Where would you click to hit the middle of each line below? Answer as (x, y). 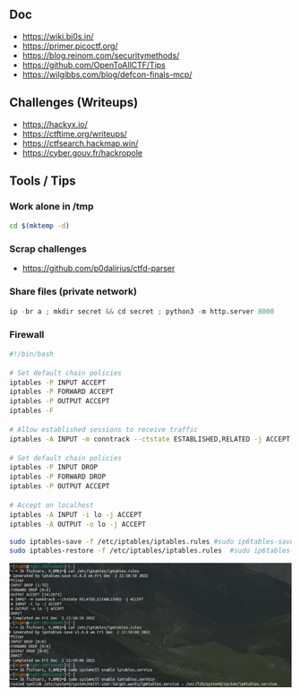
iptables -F (31, 411)
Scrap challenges (48, 249)
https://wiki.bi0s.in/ (58, 36)
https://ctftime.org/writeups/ (74, 133)
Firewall (27, 334)
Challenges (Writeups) (74, 103)
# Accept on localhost (52, 505)
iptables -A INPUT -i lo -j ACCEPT (76, 514)
